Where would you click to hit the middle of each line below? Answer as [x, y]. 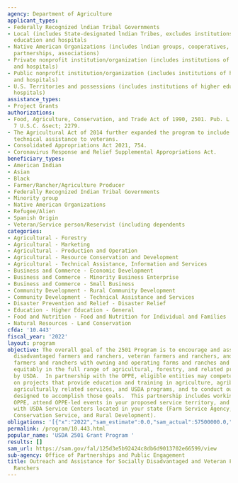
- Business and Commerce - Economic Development [80, 271]
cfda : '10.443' [30, 330]
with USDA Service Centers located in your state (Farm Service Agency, [123, 409]
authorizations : [31, 113]
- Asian [19, 172]
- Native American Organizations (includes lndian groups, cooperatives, [119, 47]
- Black [19, 178]
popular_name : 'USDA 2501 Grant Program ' [71, 435]
